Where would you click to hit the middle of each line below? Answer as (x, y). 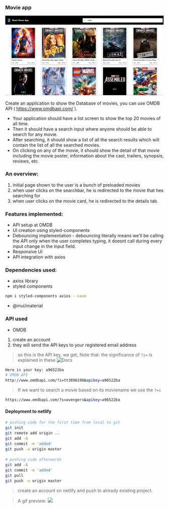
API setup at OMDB (32, 225)
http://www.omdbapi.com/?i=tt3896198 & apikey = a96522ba (63, 380)
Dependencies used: (31, 270)
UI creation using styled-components (51, 230)
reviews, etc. (26, 161)
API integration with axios (39, 257)
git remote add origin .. (32, 433)
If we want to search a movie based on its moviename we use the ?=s (89, 390)
